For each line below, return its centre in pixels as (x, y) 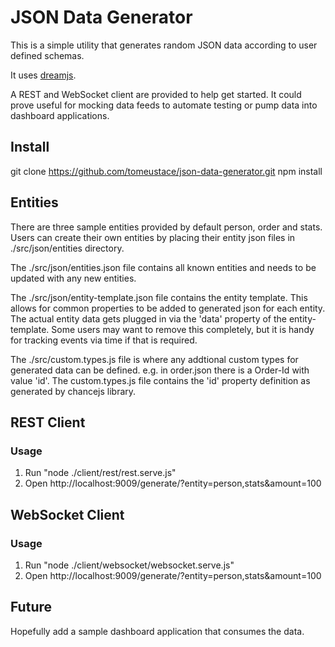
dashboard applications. (60, 115)
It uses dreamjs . (43, 75)
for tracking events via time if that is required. (104, 340)
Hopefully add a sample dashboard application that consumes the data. (157, 631)
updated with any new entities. (73, 278)
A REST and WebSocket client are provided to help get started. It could (156, 94)
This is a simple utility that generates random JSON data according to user (164, 45)
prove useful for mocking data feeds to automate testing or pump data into (164, 105)
